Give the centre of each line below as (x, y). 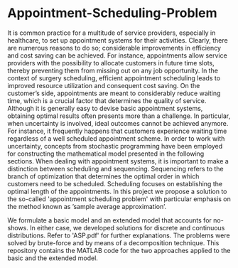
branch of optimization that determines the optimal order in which (103, 176)
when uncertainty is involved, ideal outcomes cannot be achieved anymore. (118, 123)
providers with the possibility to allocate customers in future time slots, (111, 63)
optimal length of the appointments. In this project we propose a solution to (117, 191)
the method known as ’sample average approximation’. (87, 206)
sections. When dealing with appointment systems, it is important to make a (118, 161)
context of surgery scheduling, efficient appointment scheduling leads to (114, 78)
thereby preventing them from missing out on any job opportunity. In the (113, 70)
